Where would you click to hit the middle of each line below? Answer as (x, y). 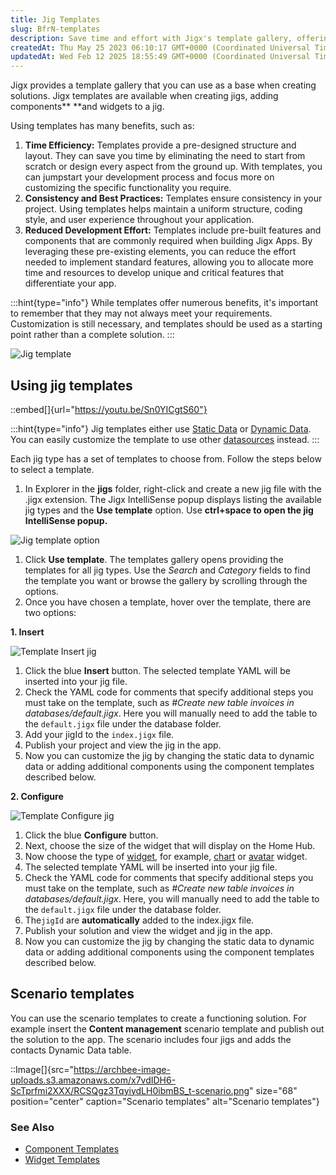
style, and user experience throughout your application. (139, 220)
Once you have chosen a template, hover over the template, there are (168, 602)
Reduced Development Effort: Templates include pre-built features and (173, 230)
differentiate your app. (70, 283)
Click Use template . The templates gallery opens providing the (154, 559)
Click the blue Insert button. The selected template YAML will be (157, 670)
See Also (32, 1127)
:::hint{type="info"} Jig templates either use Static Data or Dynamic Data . (161, 428)
